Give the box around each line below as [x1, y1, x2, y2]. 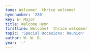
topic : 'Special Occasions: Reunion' [5, 31, 85, 36]
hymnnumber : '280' [5, 12, 44, 17]
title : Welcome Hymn [5, 21, 49, 27]
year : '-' [5, 40, 26, 45]
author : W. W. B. [5, 36, 42, 41]
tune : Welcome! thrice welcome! [5, 7, 76, 13]
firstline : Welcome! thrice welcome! [5, 26, 87, 31]
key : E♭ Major [5, 17, 36, 22]
